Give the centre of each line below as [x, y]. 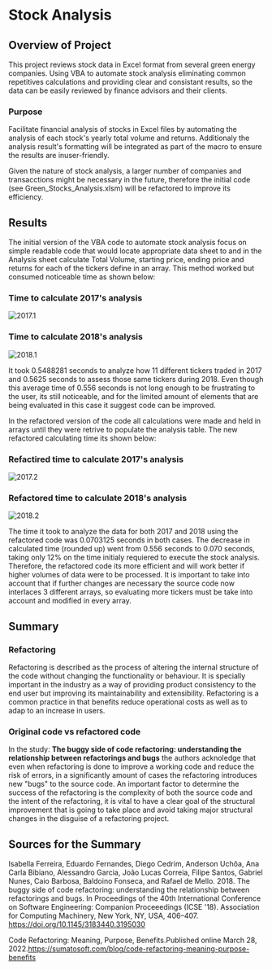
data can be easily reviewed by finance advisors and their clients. [118, 90]
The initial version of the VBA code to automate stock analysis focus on [128, 243]
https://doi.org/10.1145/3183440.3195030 [77, 924]
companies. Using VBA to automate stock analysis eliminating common [127, 73]
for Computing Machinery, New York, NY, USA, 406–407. [104, 916]
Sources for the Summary [75, 844]
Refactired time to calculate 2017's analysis [96, 459]
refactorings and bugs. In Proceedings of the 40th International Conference [135, 898]
